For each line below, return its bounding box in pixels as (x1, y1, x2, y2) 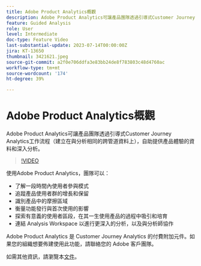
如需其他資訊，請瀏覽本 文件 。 (6, 253, 80, 261)
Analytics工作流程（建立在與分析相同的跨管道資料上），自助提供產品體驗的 (6, 138, 190, 145)
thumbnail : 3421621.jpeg (6, 54, 68, 60)
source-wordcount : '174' (6, 70, 68, 76)
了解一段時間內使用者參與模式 (14, 182, 89, 190)
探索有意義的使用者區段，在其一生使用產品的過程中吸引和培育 (14, 212, 168, 220)
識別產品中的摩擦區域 (14, 197, 68, 205)
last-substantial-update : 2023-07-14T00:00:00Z (6, 43, 128, 49)
